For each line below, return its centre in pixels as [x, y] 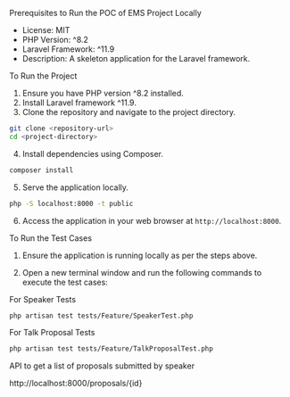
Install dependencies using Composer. [92, 153]
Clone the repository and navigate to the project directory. [129, 112]
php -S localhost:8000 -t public [71, 203]
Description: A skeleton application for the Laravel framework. [136, 58]
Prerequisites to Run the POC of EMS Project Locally [106, 13]
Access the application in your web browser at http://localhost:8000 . [152, 220]
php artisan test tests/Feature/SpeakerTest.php [101, 316]
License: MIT [46, 30]
